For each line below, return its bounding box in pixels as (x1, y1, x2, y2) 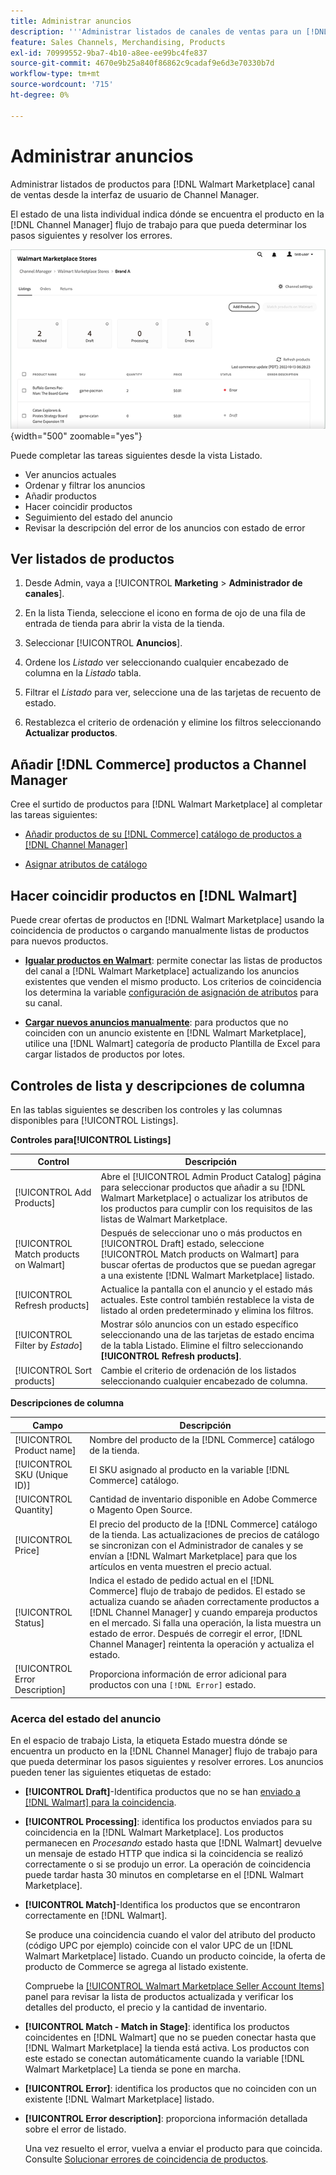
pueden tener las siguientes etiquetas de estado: (10, 1766, 212, 1778)
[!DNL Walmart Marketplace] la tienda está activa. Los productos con (24, 2041, 310, 2054)
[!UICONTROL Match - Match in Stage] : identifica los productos (24, 2020, 290, 2032)
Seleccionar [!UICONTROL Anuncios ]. (24, 637, 183, 649)
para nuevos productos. (10, 935, 109, 947)
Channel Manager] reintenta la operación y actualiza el (89, 1638, 315, 1650)
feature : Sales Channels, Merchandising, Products (10, 37, 226, 47)
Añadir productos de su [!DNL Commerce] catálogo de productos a (24, 828, 302, 840)
